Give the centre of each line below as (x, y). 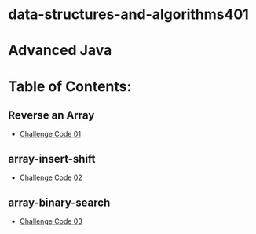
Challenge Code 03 (51, 221)
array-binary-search (59, 202)
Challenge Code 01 (50, 134)
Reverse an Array (51, 115)
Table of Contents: (70, 86)
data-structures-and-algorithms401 (128, 15)
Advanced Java (60, 51)
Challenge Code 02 (51, 177)
